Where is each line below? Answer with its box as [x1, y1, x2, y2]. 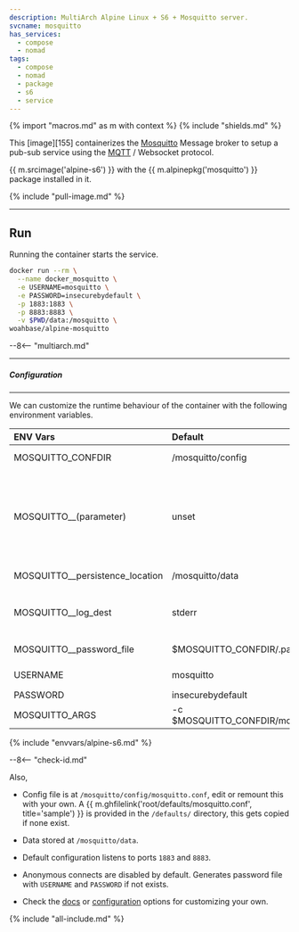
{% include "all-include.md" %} [9, 913, 125, 924]
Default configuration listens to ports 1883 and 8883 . [21, 853, 212, 863]
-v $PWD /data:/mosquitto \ [17, 316, 117, 326]
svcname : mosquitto [9, 21, 82, 30]
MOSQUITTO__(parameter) [13, 510, 126, 523]
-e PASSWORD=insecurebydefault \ [17, 291, 141, 300]
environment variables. [9, 409, 93, 420]
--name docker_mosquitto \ [17, 275, 117, 284]
